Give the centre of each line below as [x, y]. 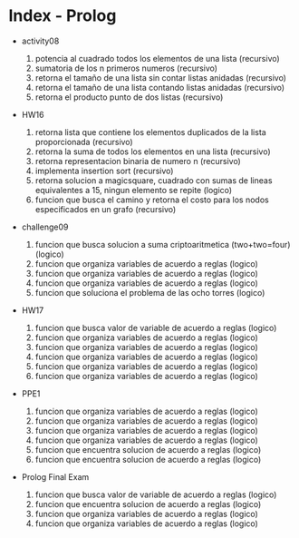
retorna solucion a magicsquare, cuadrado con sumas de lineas [154, 180]
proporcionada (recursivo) [84, 142]
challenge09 [45, 227]
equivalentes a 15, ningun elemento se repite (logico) [134, 190]
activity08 [40, 41]
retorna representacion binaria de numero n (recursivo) [138, 161]
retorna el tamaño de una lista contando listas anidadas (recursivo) [160, 87]
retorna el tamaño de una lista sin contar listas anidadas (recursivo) [161, 77]
